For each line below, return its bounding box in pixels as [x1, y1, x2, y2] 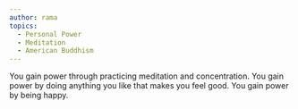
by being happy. [9, 90, 69, 101]
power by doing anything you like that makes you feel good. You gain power [9, 80, 289, 91]
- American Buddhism [17, 46, 94, 55]
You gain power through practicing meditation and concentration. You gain [9, 71, 285, 81]
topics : [9, 21, 38, 30]
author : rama [9, 13, 58, 22]
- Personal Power [17, 29, 82, 38]
